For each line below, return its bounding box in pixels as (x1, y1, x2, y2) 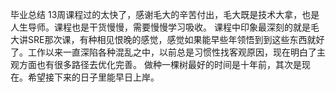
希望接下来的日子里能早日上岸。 (27, 71, 160, 83)
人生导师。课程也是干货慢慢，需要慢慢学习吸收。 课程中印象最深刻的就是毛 (10, 21, 320, 33)
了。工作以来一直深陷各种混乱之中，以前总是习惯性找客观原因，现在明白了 (10, 46, 317, 58)
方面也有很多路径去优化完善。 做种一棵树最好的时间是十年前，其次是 (18, 59, 302, 70)
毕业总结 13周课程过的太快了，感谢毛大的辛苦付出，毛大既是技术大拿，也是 (10, 9, 320, 20)
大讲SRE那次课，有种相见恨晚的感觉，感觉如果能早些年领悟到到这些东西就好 (10, 34, 325, 45)
